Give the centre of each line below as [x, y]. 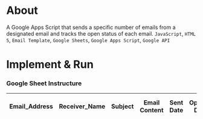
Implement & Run [50, 65]
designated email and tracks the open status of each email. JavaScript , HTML [101, 33]
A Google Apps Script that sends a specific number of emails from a [91, 27]
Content [152, 111]
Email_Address [31, 106]
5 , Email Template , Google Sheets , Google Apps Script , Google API [88, 40]
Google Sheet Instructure [44, 83]
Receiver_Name [82, 106]
